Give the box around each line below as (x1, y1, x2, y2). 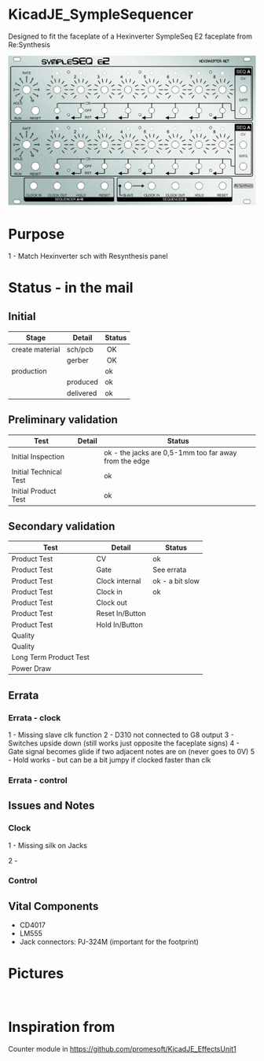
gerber (66, 356, 89, 365)
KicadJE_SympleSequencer (8, 6, 194, 24)
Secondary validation (8, 520, 115, 533)
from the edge (103, 456, 150, 466)
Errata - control (8, 775, 68, 786)
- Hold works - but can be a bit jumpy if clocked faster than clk (8, 755, 211, 764)
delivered (66, 388, 97, 398)
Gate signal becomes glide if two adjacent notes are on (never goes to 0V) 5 (8, 746, 255, 756)
